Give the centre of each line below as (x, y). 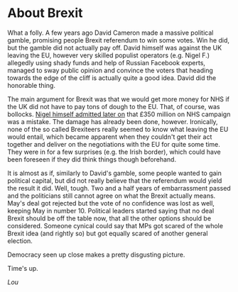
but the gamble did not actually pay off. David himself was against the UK (115, 47)
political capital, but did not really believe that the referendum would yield (115, 180)
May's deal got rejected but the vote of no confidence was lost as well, (111, 203)
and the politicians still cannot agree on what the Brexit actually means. (112, 196)
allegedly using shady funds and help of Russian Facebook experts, (107, 62)
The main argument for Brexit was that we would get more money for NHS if (118, 99)
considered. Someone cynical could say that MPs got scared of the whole (115, 225)
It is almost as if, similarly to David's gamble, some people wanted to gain (115, 173)
